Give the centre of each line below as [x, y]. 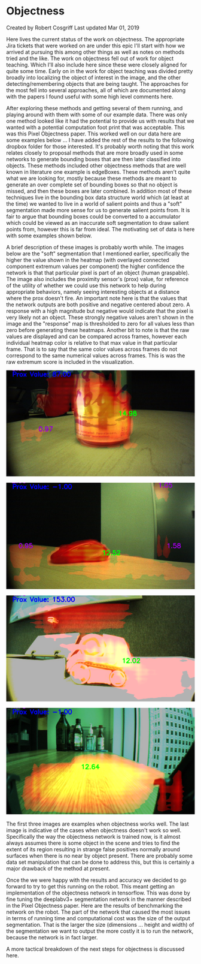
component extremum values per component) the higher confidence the [95, 266]
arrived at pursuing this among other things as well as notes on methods [95, 52]
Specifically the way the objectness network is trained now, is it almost [93, 836]
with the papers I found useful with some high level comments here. [90, 97]
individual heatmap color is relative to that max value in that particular [92, 342]
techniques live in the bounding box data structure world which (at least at [98, 197]
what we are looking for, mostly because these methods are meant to [92, 178]
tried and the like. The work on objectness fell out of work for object [90, 58]
